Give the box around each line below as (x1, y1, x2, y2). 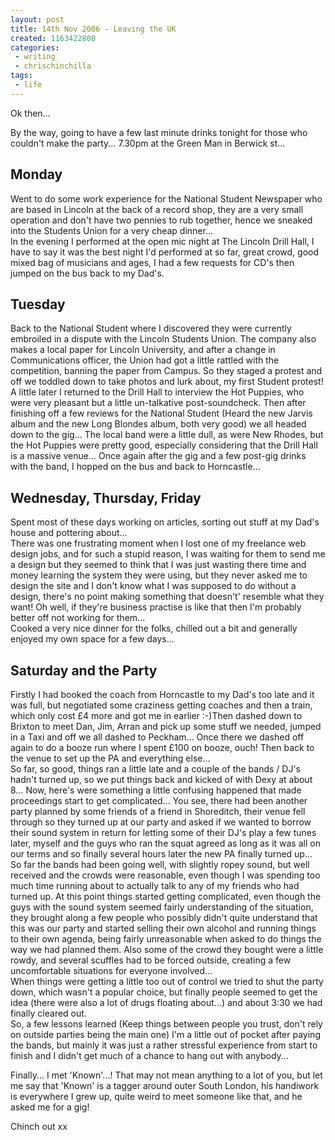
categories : (10, 42, 60, 53)
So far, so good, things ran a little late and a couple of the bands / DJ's (10, 763, 301, 775)
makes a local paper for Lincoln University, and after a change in (10, 344, 276, 356)
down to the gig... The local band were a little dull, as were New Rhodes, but (10, 429, 324, 441)
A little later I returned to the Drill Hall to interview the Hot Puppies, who (10, 386, 305, 398)
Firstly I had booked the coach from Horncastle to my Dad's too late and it (10, 689, 315, 700)
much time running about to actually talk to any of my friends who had (10, 880, 300, 891)
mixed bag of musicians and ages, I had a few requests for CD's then (10, 256, 295, 268)
